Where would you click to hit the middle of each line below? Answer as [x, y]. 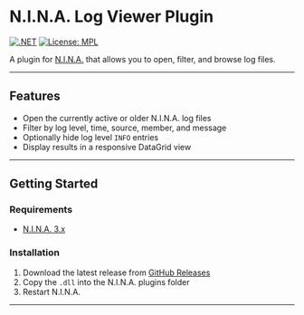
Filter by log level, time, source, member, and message [124, 128]
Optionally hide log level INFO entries [90, 137]
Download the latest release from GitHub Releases [116, 272]
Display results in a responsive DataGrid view [107, 147]
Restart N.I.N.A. [52, 291]
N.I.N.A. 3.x [44, 229]
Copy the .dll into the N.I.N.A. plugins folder [106, 282]
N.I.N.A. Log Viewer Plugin [112, 17]
